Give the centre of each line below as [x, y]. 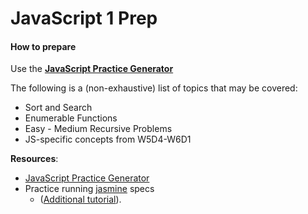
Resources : [34, 159]
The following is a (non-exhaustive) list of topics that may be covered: [154, 88]
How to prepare [43, 46]
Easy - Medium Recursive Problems [98, 129]
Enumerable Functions [71, 118]
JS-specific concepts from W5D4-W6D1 [108, 139]
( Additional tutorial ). [80, 199]
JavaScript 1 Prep [84, 18]
